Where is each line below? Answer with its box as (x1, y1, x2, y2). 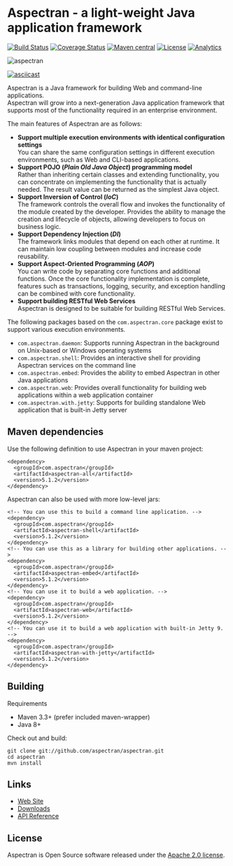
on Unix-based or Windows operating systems (17, 346, 152, 354)
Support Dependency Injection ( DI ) (17, 230, 121, 238)
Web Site (17, 797, 44, 806)
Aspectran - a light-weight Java (7, 5, 196, 21)
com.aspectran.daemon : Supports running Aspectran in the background (17, 338, 220, 347)
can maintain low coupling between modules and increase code (17, 244, 202, 253)
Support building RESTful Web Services (17, 296, 136, 305)
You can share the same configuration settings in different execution (17, 148, 215, 156)
